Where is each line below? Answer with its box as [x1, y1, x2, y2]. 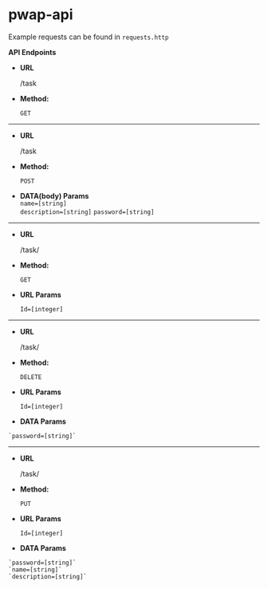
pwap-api [8, 6, 73, 24]
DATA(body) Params [19, 191, 89, 200]
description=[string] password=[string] [19, 208, 155, 216]
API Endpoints [8, 47, 57, 57]
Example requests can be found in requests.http [8, 32, 169, 42]
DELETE [19, 373, 42, 381]
